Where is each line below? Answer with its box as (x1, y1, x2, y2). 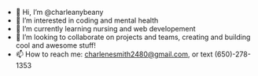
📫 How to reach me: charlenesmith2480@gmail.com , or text (15, 49, 213, 59)
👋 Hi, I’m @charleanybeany (15, 8, 104, 16)
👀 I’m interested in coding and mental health (15, 16, 159, 25)
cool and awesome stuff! (15, 41, 97, 50)
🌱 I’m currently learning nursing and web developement (15, 24, 196, 33)
